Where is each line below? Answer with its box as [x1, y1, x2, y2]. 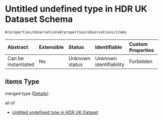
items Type [5, 78, 40, 86]
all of [5, 100, 16, 105]
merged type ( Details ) [5, 90, 49, 96]
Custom [129, 40, 148, 47]
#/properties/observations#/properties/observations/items [5, 30, 127, 34]
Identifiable [95, 44, 122, 51]
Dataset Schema [5, 14, 73, 25]
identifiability [95, 61, 125, 68]
